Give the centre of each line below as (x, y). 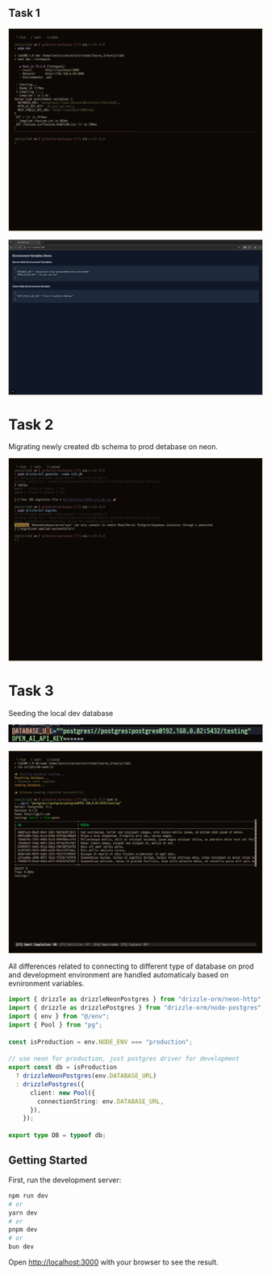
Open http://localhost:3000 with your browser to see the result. (114, 1262)
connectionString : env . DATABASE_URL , (100, 1101)
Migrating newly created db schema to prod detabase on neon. (113, 447)
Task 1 (24, 13)
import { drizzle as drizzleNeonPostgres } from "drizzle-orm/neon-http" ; (137, 999)
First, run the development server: (65, 1180)
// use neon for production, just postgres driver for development (124, 1059)
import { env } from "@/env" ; (59, 1016)
